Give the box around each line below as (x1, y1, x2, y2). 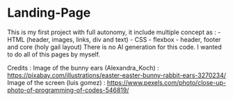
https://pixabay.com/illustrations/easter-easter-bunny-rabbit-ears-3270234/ (7, 71, 227, 79)
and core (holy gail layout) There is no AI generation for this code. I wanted (7, 42, 223, 51)
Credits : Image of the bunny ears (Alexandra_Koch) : (7, 63, 159, 72)
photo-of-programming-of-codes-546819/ (7, 86, 129, 94)
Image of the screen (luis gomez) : (7, 78, 106, 86)
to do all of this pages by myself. (7, 50, 101, 59)
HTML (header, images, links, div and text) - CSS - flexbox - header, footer (7, 35, 221, 43)
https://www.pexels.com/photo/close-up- (106, 78, 226, 86)
